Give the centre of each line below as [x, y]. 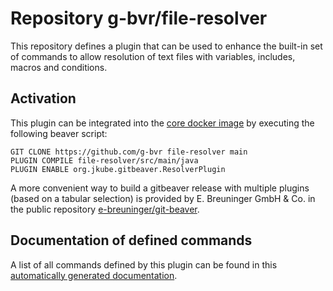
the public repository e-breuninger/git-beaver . [105, 209]
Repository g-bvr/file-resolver [139, 18]
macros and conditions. [59, 67]
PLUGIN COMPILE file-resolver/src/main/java [104, 160]
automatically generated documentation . [94, 275]
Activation [43, 98]
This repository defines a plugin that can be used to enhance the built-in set [166, 46]
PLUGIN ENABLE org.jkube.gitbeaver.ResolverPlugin [118, 169]
